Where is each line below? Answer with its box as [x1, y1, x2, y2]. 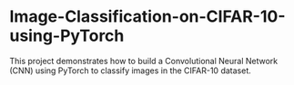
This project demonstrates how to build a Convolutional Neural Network [9, 55, 279, 66]
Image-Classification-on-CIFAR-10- [9, 6, 286, 27]
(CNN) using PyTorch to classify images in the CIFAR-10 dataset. [9, 65, 252, 76]
